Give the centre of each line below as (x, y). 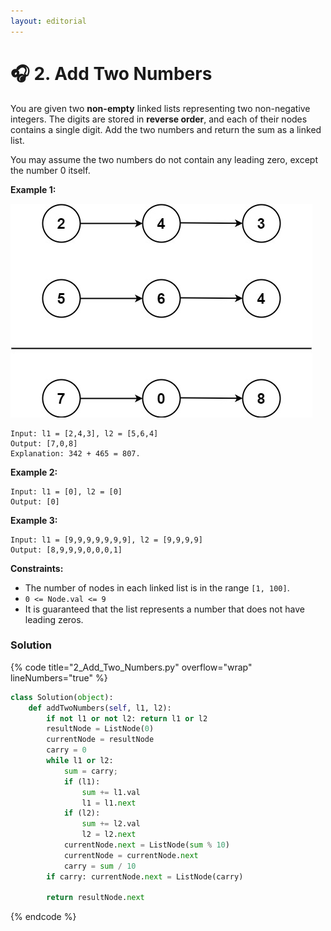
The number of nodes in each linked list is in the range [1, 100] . (157, 587)
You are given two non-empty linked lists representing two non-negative (160, 108)
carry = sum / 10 (100, 866)
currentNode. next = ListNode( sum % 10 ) (146, 845)
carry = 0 (66, 750)
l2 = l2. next (109, 835)
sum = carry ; (90, 771)
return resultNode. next (95, 898)
